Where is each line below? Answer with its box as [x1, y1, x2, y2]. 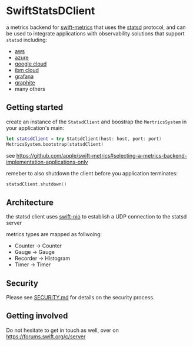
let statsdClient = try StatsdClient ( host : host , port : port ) [6, 136, 162, 142]
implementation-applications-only [6, 158, 88, 165]
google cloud [14, 60, 47, 67]
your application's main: [6, 124, 65, 131]
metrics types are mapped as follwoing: [6, 231, 102, 238]
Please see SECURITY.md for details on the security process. [6, 294, 155, 301]
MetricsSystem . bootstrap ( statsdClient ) [6, 141, 104, 147]
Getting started [6, 102, 64, 113]
